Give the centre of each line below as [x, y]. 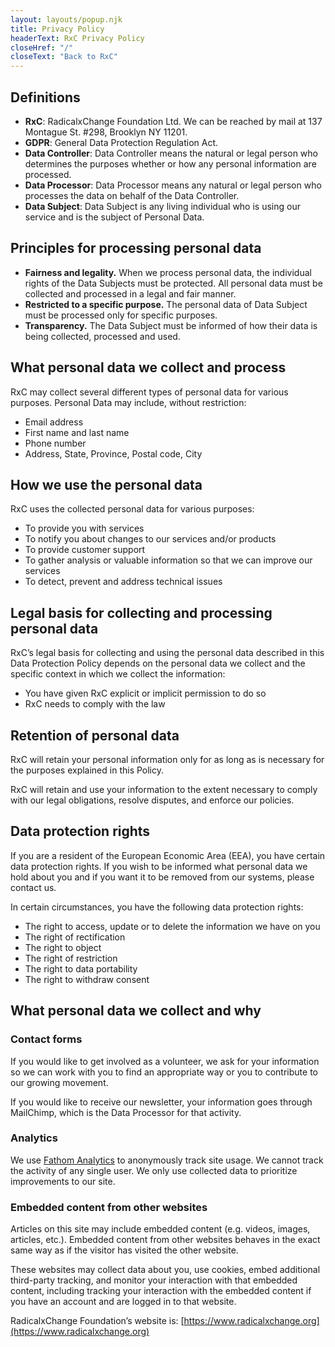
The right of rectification [75, 937]
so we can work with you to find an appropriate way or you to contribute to [164, 1072]
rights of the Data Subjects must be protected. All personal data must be [173, 283]
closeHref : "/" [42, 47]
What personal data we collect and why [136, 1011]
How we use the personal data [106, 484]
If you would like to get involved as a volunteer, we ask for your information [165, 1061]
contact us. [33, 887]
